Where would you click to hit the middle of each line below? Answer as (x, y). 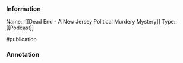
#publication (21, 39)
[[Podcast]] (20, 28)
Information (23, 9)
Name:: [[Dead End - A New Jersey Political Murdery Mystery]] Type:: (91, 22)
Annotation (23, 55)
